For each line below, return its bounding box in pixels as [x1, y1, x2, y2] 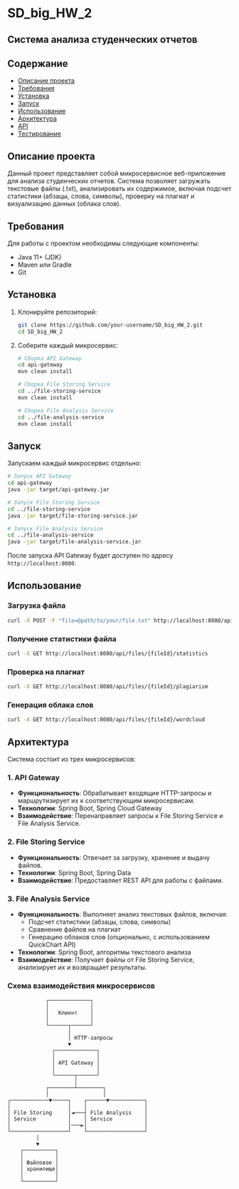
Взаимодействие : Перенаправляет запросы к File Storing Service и [17, 812, 223, 820]
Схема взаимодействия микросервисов [7, 981, 155, 991]
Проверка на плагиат [7, 667, 85, 677]
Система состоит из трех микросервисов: [7, 755, 137, 764]
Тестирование [17, 130, 62, 138]
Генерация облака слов [7, 700, 94, 710]
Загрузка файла [7, 601, 66, 611]
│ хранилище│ [20, 1165, 59, 1173]
